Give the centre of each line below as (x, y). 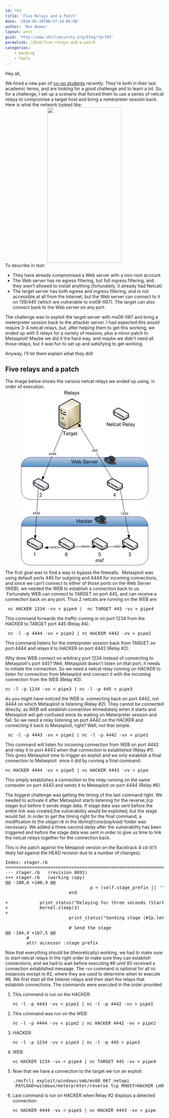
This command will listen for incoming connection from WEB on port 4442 (82, 744)
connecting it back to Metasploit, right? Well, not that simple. (68, 725)
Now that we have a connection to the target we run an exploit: (78, 1071)
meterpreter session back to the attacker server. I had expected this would (82, 322)
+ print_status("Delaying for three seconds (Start (85, 903)
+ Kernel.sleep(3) (43, 908)
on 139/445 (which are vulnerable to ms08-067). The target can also (83, 302)
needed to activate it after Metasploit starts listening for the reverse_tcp (79, 800)
